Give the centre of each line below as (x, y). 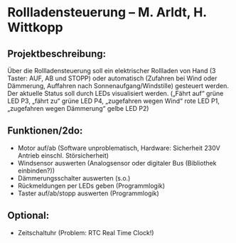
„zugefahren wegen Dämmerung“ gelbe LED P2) (78, 108)
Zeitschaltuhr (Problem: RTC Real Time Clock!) (86, 232)
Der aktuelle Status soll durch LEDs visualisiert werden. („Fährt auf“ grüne (116, 93)
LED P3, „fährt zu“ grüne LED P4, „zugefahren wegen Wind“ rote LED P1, (114, 101)
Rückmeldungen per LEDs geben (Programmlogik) (91, 185)
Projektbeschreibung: (57, 54)
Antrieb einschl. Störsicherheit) (63, 155)
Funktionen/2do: (45, 131)
